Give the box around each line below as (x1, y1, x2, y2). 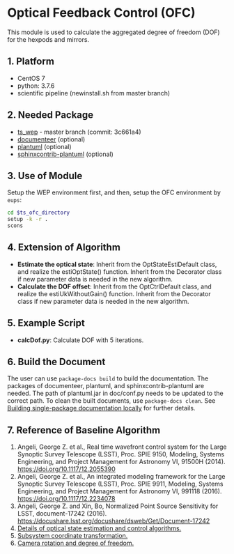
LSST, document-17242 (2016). (17, 509, 107, 518)
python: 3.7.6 (17, 82, 55, 90)
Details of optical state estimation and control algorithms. (17, 524, 182, 532)
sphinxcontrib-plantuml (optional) (17, 150, 114, 158)
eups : (7, 196, 22, 204)
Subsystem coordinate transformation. (17, 532, 128, 540)
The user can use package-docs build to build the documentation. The (7, 374, 209, 383)
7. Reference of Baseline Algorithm (7, 424, 161, 436)
